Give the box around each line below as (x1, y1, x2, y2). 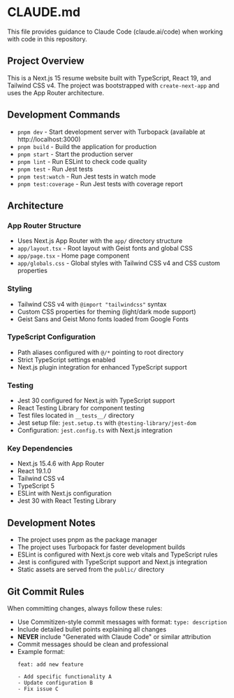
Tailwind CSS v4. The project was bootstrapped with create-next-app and (7, 81, 220, 90)
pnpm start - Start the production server (17, 150, 133, 158)
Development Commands (7, 109, 121, 121)
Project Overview (7, 55, 85, 67)
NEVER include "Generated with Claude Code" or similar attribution (17, 633, 212, 641)
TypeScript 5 (17, 482, 54, 490)
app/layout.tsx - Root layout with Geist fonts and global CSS (17, 244, 193, 253)
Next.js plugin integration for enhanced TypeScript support (17, 363, 187, 371)
